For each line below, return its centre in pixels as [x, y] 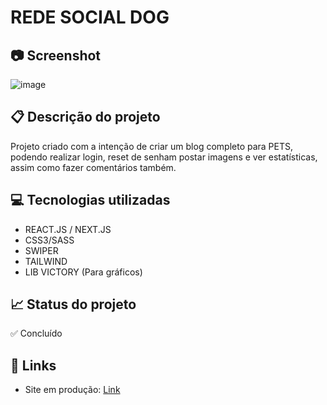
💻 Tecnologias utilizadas [90, 200]
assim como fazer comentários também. [93, 167]
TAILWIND [46, 261]
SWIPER [41, 250]
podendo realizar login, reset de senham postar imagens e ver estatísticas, [164, 157]
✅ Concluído [36, 333]
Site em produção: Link [72, 390]
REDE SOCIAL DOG [90, 17]
